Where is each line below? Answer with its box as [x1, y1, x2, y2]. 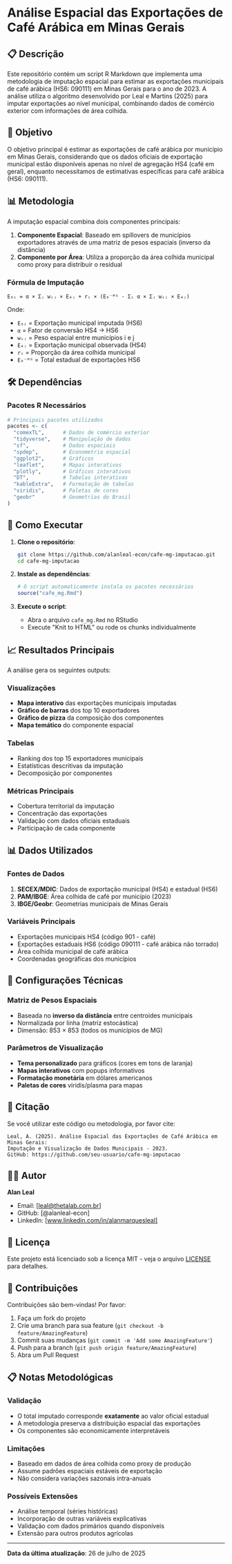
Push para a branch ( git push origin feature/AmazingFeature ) [17, 1344, 197, 1352]
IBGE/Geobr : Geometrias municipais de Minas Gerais [17, 899, 168, 908]
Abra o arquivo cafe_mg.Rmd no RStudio [27, 616, 138, 624]
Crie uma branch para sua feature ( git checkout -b [17, 1322, 164, 1330]
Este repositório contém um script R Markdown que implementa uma [7, 70, 202, 78]
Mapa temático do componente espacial [17, 721, 133, 729]
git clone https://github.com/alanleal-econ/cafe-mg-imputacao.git [17, 551, 215, 558]
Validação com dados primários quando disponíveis [17, 1522, 164, 1530]
